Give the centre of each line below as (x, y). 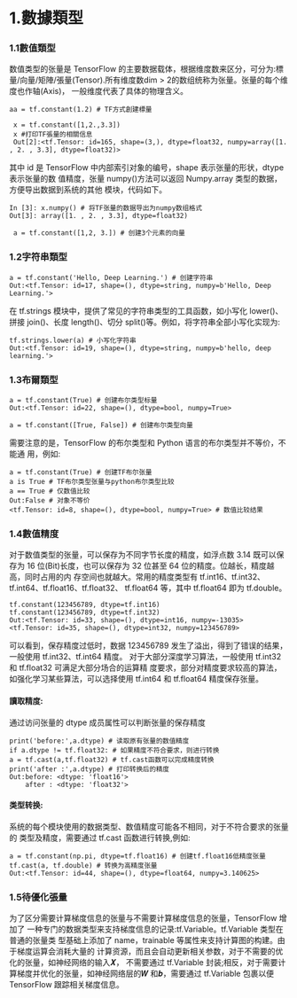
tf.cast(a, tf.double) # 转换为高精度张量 (83, 865)
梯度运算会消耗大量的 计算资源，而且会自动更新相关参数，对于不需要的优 (150, 951)
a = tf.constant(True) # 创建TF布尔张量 (81, 472)
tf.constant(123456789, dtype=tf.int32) (85, 612)
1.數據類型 (47, 18)
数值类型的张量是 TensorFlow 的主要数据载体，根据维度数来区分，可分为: (143, 69)
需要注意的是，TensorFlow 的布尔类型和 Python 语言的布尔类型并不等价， (144, 443)
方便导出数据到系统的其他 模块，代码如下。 (88, 190)
